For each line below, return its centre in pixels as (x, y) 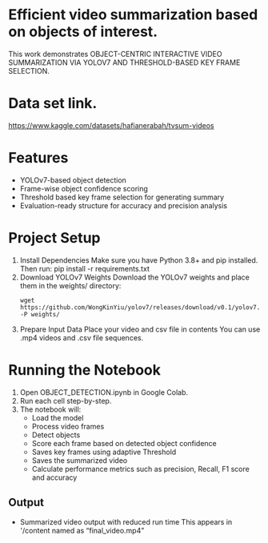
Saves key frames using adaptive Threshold (104, 452)
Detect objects (56, 435)
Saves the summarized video (80, 460)
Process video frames (68, 426)
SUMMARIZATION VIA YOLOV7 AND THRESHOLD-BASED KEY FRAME (124, 62)
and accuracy (54, 477)
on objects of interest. (83, 32)
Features (38, 158)
